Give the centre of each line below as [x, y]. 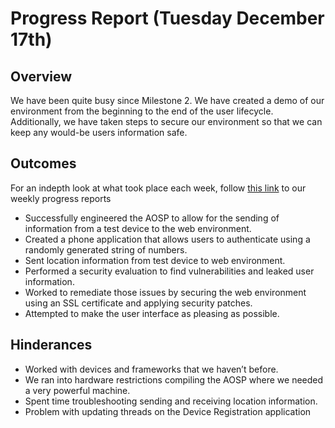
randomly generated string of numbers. [106, 249]
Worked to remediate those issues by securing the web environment [165, 292]
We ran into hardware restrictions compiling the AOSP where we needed [174, 379]
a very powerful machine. [77, 390]
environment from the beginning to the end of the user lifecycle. [142, 111]
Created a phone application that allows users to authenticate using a [167, 239]
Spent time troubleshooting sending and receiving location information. [171, 401]
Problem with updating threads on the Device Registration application [168, 411]
